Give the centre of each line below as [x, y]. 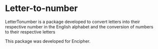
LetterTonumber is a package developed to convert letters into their [72, 22]
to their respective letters [30, 32]
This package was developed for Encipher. [48, 41]
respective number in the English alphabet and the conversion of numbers [79, 26]
